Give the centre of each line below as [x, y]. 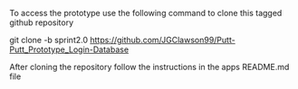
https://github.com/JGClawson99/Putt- [163, 40]
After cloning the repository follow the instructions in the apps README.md [149, 67]
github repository [42, 22]
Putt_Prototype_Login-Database [69, 49]
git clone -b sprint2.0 [49, 40]
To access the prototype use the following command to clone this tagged [146, 13]
